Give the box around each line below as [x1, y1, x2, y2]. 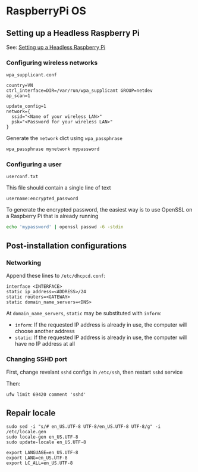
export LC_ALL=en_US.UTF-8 [6, 460, 73, 466]
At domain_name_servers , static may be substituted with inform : [6, 310, 162, 317]
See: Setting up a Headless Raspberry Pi [6, 44, 106, 51]
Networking [6, 258, 42, 266]
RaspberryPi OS [6, 4, 86, 18]
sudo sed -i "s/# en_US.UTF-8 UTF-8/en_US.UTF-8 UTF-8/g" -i [6, 424, 161, 430]
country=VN [6, 82, 33, 89]
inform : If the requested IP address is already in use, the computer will [14, 321, 187, 328]
